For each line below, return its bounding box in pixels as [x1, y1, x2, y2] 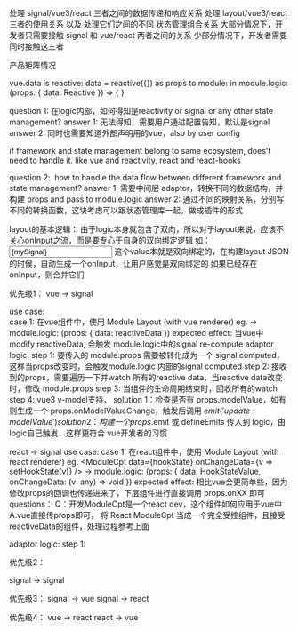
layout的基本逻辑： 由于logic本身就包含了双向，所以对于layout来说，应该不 [9, 224, 285, 234]
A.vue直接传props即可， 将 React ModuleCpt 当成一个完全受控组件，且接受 [9, 510, 286, 520]
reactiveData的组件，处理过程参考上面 [9, 521, 149, 531]
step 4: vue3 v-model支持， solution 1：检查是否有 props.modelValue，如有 [9, 395, 286, 404]
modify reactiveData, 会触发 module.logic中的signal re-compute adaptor [9, 339, 274, 349]
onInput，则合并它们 [9, 269, 85, 280]
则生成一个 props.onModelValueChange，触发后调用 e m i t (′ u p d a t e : [9, 405, 255, 416]
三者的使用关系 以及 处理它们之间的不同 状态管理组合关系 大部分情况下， [9, 19, 276, 29]
